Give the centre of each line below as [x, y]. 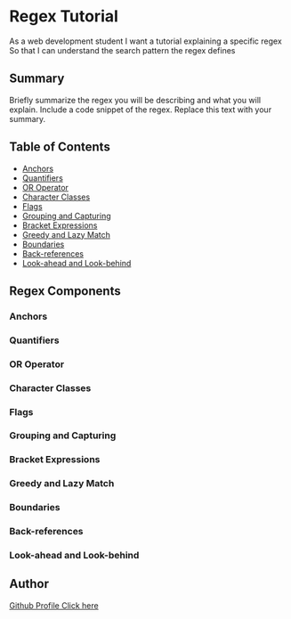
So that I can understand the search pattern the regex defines [122, 50]
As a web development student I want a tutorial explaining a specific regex [145, 41]
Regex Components [65, 291]
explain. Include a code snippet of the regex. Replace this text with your [141, 110]
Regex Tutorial [64, 16]
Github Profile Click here [54, 605]
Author [29, 584]
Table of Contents [60, 147]
